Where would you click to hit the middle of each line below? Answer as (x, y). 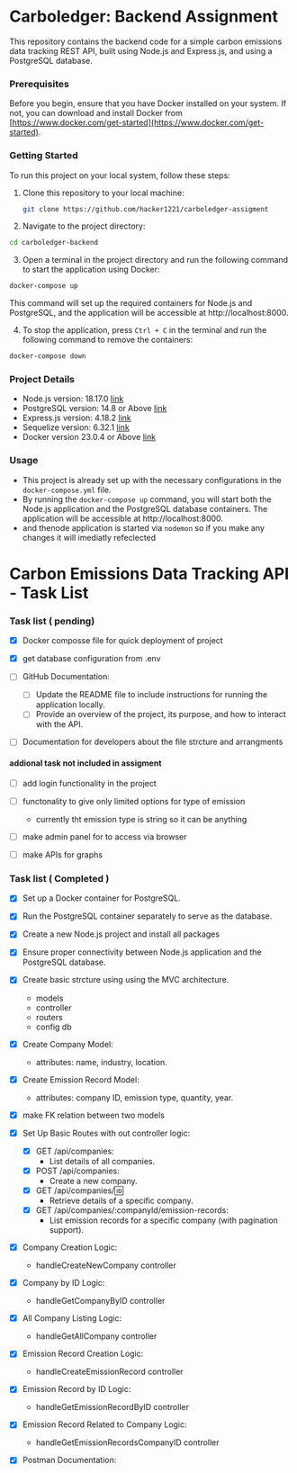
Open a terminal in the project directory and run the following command (155, 260)
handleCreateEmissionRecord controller (109, 1372)
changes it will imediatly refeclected (89, 537)
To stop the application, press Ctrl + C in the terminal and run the (144, 330)
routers (49, 1017)
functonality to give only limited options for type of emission (134, 801)
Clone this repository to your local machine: (103, 193)
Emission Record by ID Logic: (76, 1389)
